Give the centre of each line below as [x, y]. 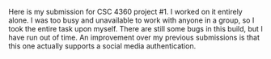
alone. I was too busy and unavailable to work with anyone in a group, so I [131, 20]
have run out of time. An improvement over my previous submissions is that [134, 37]
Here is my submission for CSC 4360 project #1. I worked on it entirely [125, 12]
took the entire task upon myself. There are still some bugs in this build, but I [135, 29]
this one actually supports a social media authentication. [102, 46]
